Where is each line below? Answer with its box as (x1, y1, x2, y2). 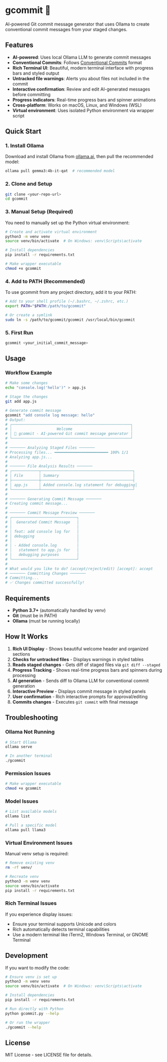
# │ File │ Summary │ (5, 473, 135, 478)
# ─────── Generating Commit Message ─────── (5, 496, 101, 501)
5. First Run (5, 329, 33, 336)
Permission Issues (5, 770, 51, 777)
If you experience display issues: (5, 911, 73, 917)
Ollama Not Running (5, 728, 55, 735)
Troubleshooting (5, 713, 58, 722)
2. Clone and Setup (5, 180, 52, 187)
